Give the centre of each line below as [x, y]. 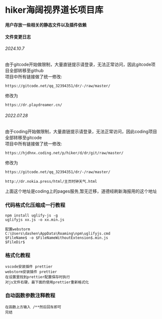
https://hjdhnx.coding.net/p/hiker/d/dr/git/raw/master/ [64, 153]
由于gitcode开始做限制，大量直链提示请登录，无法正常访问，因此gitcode [78, 64]
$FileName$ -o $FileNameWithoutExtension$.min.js [57, 238]
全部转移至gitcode [23, 137]
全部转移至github [26, 70]
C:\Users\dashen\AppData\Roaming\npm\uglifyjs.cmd [58, 234]
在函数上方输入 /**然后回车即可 [33, 307]
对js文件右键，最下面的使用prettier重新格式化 [47, 282]
